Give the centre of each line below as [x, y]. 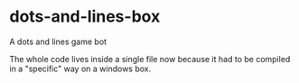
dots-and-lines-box [85, 17]
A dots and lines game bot [58, 41]
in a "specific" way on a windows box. [80, 69]
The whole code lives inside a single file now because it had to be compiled [150, 59]
